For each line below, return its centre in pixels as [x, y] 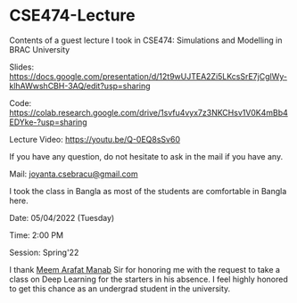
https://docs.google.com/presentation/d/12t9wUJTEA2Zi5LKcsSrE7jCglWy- [148, 76]
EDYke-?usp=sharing [48, 122]
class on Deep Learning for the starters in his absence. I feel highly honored [148, 279]
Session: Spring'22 [44, 252]
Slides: [21, 67]
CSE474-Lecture [72, 16]
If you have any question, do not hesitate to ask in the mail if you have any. [146, 156]
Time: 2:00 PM [37, 235]
